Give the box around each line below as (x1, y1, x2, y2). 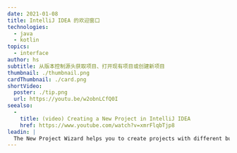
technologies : (7, 23, 49, 30)
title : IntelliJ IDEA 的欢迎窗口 (7, 17, 100, 24)
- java (13, 30, 33, 37)
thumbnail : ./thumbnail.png (7, 69, 90, 76)
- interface (13, 50, 49, 57)
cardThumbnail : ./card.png (7, 75, 87, 83)
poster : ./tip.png (13, 89, 68, 96)
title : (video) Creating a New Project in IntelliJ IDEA (20, 115, 191, 122)
